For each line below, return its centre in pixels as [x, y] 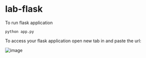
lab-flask [24, 9]
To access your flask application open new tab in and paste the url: [73, 41]
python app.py [20, 31]
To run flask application [29, 23]
